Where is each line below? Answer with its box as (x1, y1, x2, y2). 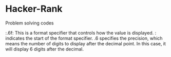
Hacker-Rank (5, 3, 63, 15)
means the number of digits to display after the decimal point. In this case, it (5, 40, 166, 46)
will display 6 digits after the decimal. (5, 46, 84, 52)
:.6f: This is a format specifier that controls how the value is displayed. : (5, 30, 157, 36)
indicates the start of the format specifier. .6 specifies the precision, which (5, 35, 163, 41)
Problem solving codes (5, 20, 54, 26)
